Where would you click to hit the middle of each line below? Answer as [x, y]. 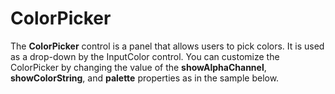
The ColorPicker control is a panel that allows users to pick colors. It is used [167, 46]
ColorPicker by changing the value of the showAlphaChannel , [138, 67]
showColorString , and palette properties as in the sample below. [145, 78]
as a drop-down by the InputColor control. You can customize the [145, 56]
